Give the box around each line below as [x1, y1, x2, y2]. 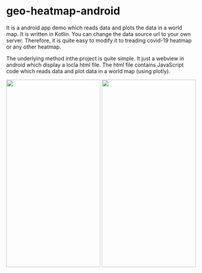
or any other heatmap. [6, 43, 61, 50]
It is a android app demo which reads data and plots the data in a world [6, 24, 182, 31]
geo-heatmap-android [6, 4, 120, 18]
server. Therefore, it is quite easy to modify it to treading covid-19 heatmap [6, 37, 192, 44]
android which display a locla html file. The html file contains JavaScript [6, 61, 184, 68]
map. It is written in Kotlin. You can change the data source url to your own [6, 30, 191, 37]
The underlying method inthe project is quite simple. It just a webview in [6, 55, 185, 62]
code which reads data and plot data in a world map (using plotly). [6, 67, 171, 74]
